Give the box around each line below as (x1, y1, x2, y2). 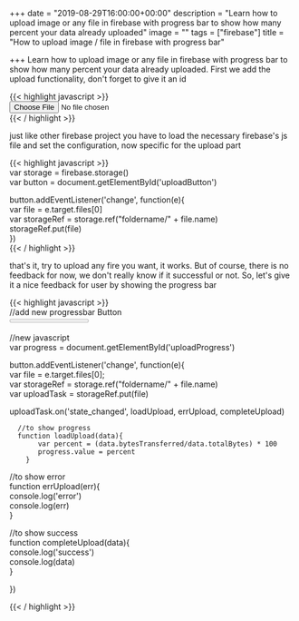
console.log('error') (9, 490, 82, 501)
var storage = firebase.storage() (9, 167, 130, 178)
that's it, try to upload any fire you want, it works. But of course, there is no (9, 261, 289, 271)
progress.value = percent (37, 448, 136, 457)
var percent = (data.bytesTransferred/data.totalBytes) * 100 (37, 439, 278, 448)
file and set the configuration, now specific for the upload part (9, 140, 242, 151)
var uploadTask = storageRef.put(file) (9, 389, 149, 399)
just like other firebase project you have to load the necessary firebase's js (9, 131, 288, 141)
